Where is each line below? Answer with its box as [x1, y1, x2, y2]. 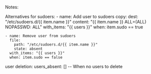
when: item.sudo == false [9, 55, 63, 60]
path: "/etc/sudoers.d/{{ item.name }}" [14, 42, 98, 47]
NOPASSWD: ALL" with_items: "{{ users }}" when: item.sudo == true [5, 24, 144, 30]
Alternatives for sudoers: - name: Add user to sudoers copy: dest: [5, 14, 139, 19]
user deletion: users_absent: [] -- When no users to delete [5, 64, 123, 69]
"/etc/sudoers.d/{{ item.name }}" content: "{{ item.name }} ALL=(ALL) [5, 19, 147, 25]
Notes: [5, 4, 19, 10]
